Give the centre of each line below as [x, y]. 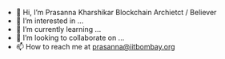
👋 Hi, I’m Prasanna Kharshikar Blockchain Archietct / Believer [116, 12]
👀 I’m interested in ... [50, 21]
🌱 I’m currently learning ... [58, 29]
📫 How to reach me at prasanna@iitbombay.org [95, 47]
